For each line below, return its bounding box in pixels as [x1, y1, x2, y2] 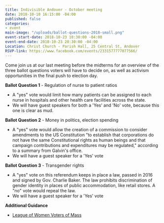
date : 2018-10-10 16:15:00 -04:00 [5, 12, 76, 17]
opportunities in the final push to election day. [5, 73, 98, 78]
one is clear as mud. [12, 107, 54, 113]
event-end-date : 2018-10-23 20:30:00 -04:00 [5, 39, 98, 44]
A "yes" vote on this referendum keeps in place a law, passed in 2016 [12, 172, 153, 178]
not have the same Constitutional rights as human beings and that [12, 137, 146, 143]
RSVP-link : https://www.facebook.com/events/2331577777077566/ [5, 48, 138, 53]
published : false [5, 16, 41, 21]
